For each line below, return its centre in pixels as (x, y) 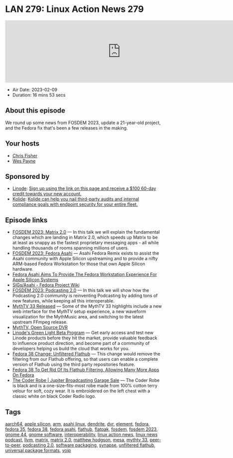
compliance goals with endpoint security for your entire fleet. (75, 204)
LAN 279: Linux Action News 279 (75, 9)
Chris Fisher (25, 155)
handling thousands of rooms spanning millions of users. (70, 248)
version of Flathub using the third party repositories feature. (74, 364)
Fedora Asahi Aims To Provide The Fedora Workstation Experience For (85, 275)
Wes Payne (24, 161)
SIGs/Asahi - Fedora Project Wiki (46, 285)
